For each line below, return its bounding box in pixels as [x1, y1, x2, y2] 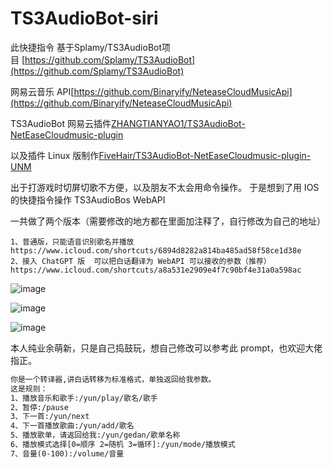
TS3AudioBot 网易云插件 [10, 117, 112, 129]
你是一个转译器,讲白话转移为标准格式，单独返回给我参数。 [10, 374, 217, 384]
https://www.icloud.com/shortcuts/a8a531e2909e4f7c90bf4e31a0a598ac [10, 265, 302, 275]
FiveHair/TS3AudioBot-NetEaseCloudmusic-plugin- [98, 149, 312, 161]
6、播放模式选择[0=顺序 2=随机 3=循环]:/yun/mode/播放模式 [10, 440, 236, 450]
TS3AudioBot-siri [10, 7, 159, 30]
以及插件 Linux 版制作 [10, 149, 100, 161]
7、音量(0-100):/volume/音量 [10, 448, 125, 459]
